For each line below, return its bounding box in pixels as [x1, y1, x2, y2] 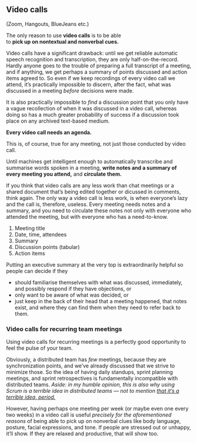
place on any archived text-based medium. [6, 117, 110, 124]
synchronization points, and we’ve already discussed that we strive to [6, 362, 175, 369]
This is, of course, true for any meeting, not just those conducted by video [6, 140, 186, 147]
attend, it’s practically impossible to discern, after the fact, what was [6, 81, 172, 88]
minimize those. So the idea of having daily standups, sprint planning [6, 369, 173, 376]
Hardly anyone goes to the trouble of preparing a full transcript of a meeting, [6, 62, 192, 69]
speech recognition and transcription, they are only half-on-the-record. [6, 55, 179, 63]
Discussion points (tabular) [14, 243, 81, 250]
